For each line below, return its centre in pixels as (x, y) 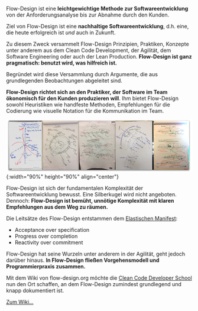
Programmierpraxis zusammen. (46, 267)
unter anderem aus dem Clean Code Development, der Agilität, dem (89, 50)
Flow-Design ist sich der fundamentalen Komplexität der (75, 188)
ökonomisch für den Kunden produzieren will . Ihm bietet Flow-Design (92, 98)
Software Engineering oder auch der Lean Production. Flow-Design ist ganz (99, 56)
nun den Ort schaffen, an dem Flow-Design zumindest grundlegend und (94, 284)
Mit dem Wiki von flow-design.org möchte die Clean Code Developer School (99, 278)
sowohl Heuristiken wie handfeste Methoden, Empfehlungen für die (88, 105)
